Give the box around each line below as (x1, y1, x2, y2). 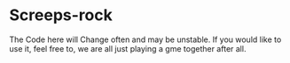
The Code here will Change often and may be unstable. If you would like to (9, 34, 282, 45)
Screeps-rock (9, 5, 113, 25)
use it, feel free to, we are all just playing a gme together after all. (9, 43, 247, 53)
